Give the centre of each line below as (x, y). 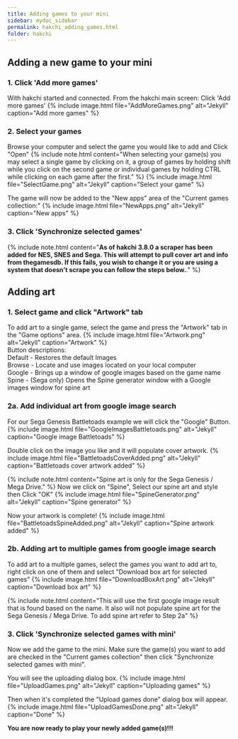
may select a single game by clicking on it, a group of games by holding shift (119, 162)
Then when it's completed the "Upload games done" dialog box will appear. (118, 699)
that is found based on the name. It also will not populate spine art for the (114, 608)
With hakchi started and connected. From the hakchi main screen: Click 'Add (119, 98)
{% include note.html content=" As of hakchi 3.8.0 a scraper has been (110, 247)
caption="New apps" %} (43, 213)
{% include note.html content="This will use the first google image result (113, 600)
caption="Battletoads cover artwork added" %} (76, 466)
